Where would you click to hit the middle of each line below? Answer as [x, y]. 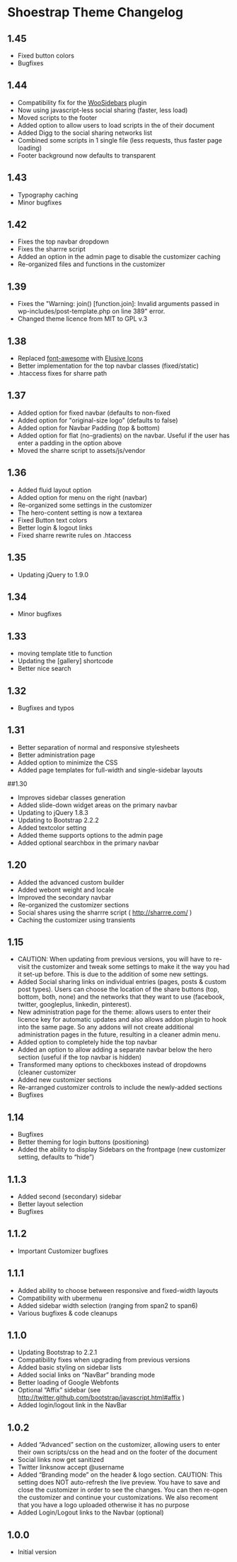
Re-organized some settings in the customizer [85, 505]
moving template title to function [65, 653]
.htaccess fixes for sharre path [62, 373]
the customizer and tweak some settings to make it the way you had [131, 967]
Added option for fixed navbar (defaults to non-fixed [94, 413]
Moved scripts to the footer [57, 117]
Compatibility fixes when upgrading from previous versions [104, 1360]
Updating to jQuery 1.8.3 [53, 812]
